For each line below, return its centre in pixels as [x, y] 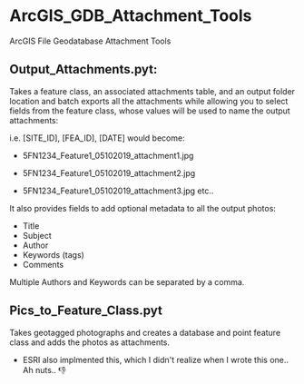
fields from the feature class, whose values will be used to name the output [150, 111]
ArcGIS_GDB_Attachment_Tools [131, 16]
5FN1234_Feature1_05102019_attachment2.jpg [109, 172]
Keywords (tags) [53, 254]
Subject [37, 235]
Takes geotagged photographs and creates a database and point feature [145, 332]
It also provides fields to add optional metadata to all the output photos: [143, 208]
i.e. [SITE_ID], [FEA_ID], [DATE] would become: [97, 138]
